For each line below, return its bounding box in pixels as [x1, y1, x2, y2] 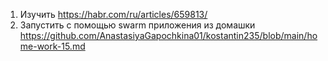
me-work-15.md [19, 40, 86, 52]
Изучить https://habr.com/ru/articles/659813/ [19, 9, 208, 20]
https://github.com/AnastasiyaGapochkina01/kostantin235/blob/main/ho [19, 30, 318, 41]
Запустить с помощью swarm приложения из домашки [19, 19, 256, 31]
